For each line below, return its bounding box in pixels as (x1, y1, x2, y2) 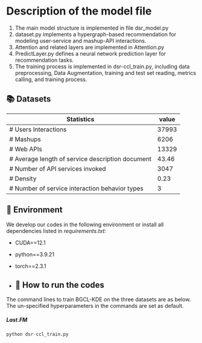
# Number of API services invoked (9, 165, 107, 173)
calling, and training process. (14, 76, 87, 83)
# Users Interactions (9, 125, 67, 134)
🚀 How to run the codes (14, 279, 104, 290)
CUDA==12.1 (14, 239, 46, 246)
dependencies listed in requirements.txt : (6, 227, 107, 234)
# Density (9, 174, 37, 183)
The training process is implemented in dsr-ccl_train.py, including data (14, 62, 190, 70)
